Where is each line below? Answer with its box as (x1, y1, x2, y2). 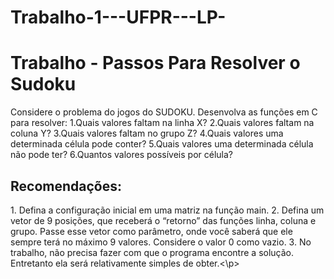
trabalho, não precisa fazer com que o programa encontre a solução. (10, 246, 295, 258)
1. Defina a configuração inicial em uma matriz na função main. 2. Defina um (10, 204, 325, 216)
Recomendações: (10, 177, 122, 195)
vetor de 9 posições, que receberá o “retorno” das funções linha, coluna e (10, 214, 317, 226)
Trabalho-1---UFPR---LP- (10, 6, 227, 29)
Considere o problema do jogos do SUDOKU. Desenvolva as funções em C (10, 106, 318, 118)
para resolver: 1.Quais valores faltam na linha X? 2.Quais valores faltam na (10, 117, 315, 129)
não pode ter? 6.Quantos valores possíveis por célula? (10, 149, 233, 161)
